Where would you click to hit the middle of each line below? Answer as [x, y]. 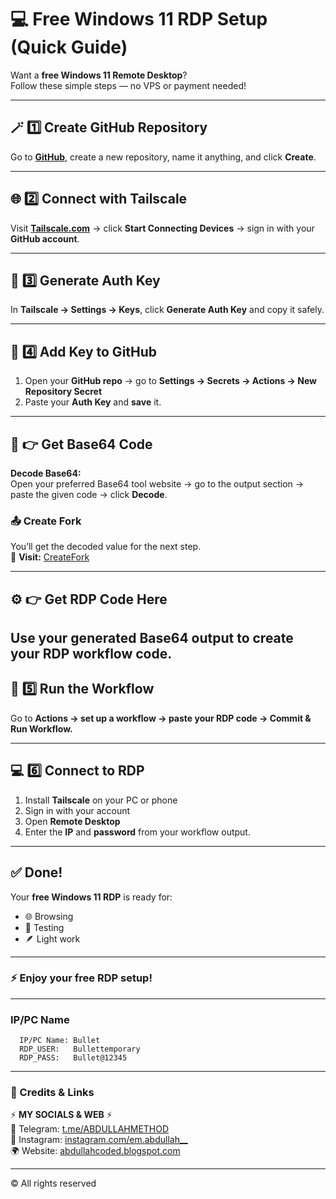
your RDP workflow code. [91, 654]
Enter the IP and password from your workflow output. [137, 832]
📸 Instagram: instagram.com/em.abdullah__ [99, 1140]
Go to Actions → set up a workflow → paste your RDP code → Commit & [161, 718]
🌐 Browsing [49, 916]
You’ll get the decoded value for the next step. [106, 547]
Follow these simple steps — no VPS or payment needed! [128, 85]
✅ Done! [36, 872]
